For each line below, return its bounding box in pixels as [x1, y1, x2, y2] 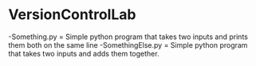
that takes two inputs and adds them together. [8, 49, 160, 58]
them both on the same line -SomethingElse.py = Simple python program [8, 40, 248, 49]
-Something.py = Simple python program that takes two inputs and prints [8, 32, 249, 41]
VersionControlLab [8, 6, 136, 24]
